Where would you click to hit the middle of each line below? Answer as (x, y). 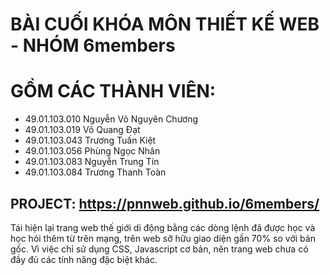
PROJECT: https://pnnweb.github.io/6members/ (165, 203)
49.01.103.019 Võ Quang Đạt (82, 130)
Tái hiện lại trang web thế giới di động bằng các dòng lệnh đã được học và (163, 227)
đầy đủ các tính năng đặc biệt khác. (84, 259)
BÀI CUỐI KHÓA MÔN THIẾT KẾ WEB (165, 24)
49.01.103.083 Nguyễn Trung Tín (92, 162)
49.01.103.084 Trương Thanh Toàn (95, 172)
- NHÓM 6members (93, 45)
